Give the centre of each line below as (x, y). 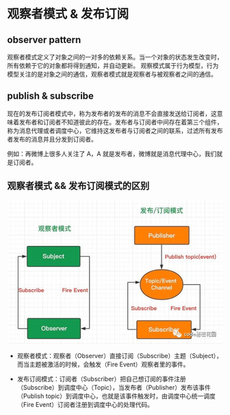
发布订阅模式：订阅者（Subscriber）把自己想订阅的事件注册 (101, 379)
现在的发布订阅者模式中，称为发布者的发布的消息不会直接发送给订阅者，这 (112, 113)
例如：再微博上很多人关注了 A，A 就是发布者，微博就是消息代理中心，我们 (112, 153)
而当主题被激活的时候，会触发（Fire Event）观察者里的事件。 (103, 364)
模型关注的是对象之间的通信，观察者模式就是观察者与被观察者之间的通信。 (112, 74)
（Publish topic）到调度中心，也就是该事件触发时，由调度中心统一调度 (116, 396)
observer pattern (44, 39)
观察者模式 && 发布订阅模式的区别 (78, 186)
